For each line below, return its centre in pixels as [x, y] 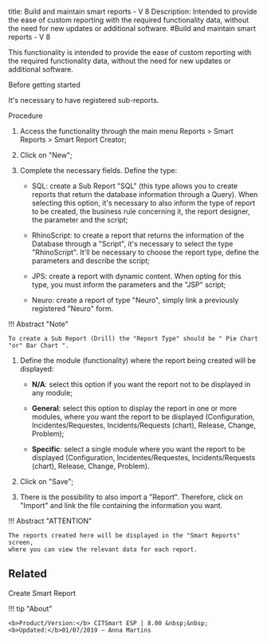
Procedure [26, 116]
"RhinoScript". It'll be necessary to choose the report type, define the [145, 252]
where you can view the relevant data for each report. [103, 549]
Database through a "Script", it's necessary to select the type [132, 244]
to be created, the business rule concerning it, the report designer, [141, 211]
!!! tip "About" [30, 609]
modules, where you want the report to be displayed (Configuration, [143, 417]
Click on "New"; [46, 155]
